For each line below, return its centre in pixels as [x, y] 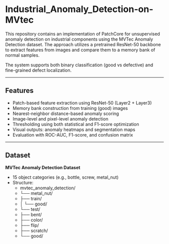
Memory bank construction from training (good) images [70, 108]
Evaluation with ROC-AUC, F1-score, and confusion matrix [73, 135]
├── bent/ [31, 214]
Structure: [23, 182]
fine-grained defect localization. [38, 70]
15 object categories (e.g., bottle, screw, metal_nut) [66, 177]
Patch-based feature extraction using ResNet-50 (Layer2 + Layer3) [82, 103]
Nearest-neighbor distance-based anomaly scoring [66, 113]
